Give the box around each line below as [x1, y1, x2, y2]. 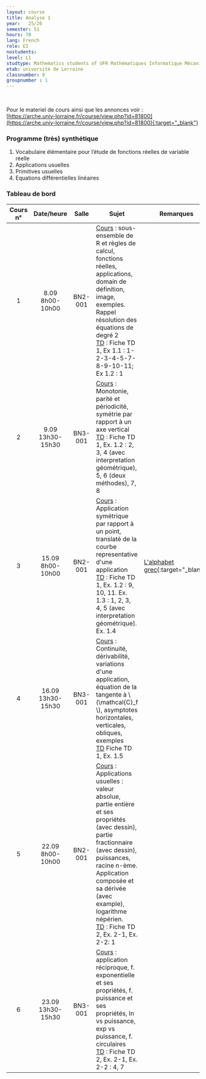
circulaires [96, 1040, 126, 1048]
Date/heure [33, 209, 67, 218]
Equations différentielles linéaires [15, 174, 99, 181]
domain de [96, 277, 127, 286]
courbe [96, 542, 117, 551]
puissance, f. [96, 1032, 133, 1040]
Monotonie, [96, 387, 129, 395]
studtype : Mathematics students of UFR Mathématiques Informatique [6, 60, 183, 66]
